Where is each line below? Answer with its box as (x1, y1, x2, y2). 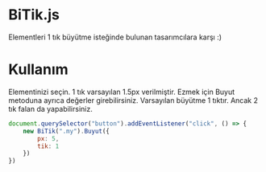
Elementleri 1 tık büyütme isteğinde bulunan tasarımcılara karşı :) (8, 32, 222, 42)
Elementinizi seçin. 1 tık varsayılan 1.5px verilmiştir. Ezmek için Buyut (8, 87, 235, 96)
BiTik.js (8, 6, 60, 24)
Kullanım (8, 60, 69, 79)
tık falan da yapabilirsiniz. (8, 104, 93, 113)
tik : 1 (37, 142, 60, 150)
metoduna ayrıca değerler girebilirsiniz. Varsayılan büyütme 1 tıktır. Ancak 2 (8, 95, 259, 105)
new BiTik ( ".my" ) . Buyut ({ (23, 127, 110, 135)
